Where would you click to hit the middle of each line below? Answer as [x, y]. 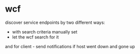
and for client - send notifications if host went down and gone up [70, 46]
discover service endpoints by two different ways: [55, 22]
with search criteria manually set [45, 32]
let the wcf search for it [35, 37]
